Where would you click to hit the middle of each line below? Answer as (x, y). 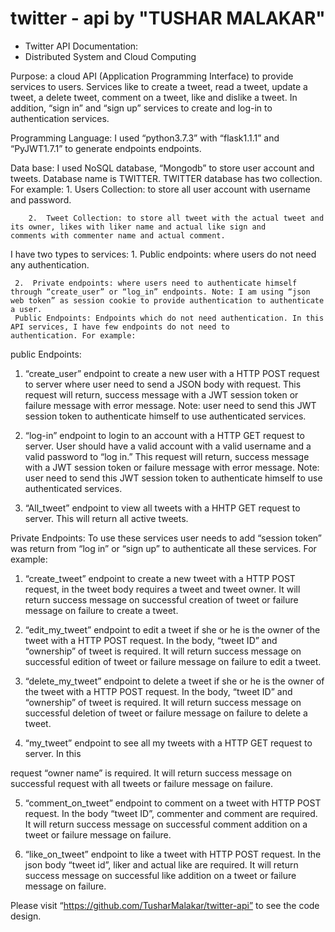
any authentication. (50, 264)
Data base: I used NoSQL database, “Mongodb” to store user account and (162, 168)
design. (26, 916)
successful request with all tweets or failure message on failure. (141, 783)
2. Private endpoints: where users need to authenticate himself (156, 283)
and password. (41, 199)
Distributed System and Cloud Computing (110, 56)
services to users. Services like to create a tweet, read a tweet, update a (159, 86)
